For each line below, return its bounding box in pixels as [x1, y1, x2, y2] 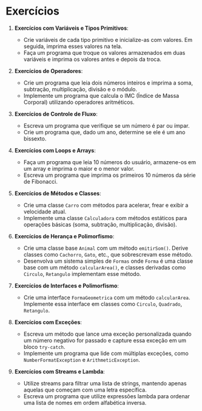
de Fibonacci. [23, 178, 58, 185]
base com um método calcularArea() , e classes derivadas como [23, 263, 186, 271]
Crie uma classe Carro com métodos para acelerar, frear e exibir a [23, 201, 189, 209]
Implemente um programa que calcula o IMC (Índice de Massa [23, 92, 180, 99]
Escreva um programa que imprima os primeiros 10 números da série [23, 171, 196, 179]
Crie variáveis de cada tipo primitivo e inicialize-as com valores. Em [23, 36, 192, 43]
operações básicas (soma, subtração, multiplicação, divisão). [23, 221, 177, 228]
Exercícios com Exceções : [14, 318, 82, 326]
